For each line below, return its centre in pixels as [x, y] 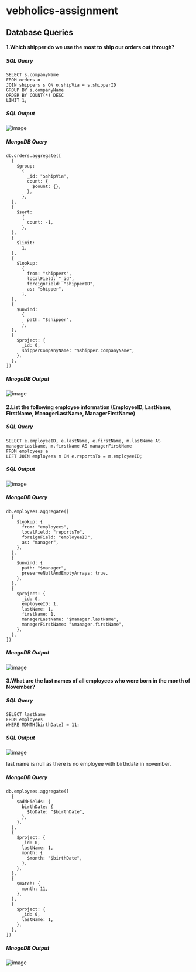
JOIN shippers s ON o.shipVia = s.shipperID [61, 85]
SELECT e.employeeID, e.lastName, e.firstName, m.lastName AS [83, 441]
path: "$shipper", [49, 320]
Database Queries [39, 33]
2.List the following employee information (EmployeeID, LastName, [89, 407]
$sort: [25, 212]
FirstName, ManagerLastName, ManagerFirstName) [71, 413]
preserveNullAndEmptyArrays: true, [65, 573]
